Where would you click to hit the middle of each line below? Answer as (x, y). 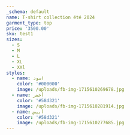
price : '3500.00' (28, 28)
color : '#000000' (39, 84)
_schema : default (28, 12)
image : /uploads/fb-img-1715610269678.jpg (71, 90)
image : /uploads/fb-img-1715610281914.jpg (71, 106)
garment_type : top (29, 23)
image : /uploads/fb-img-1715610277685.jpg (71, 123)
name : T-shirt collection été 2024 (51, 17)
